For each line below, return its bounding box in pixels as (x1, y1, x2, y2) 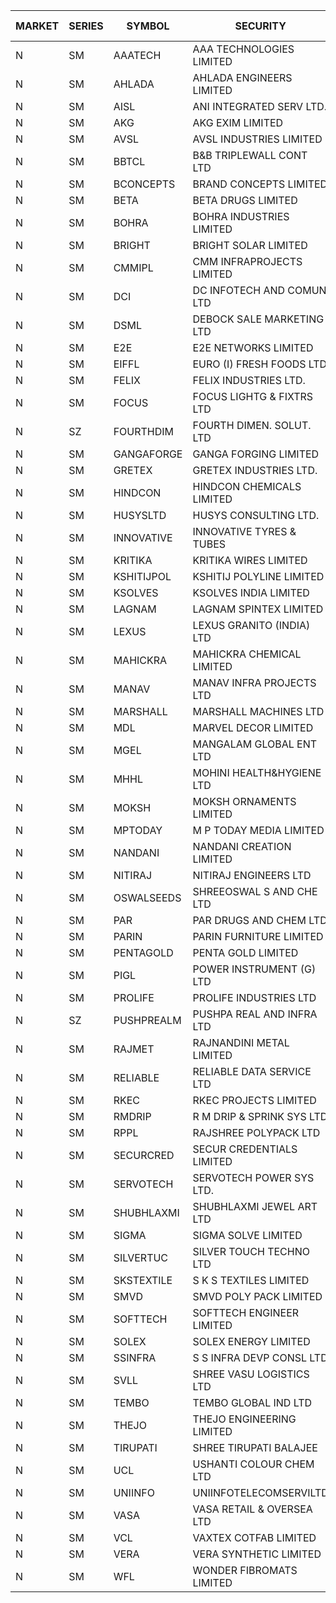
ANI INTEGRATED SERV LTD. (192, 100, 328, 113)
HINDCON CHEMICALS (192, 480, 302, 493)
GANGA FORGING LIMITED (192, 447, 320, 461)
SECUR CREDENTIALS (192, 1142, 298, 1156)
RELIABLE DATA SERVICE (192, 1065, 312, 1078)
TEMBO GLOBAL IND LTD (192, 1396, 313, 1409)
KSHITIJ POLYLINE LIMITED (192, 570, 325, 583)
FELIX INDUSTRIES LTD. (192, 374, 306, 387)
